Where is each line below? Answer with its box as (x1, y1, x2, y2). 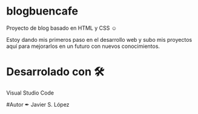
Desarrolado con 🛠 (6, 65, 105, 79)
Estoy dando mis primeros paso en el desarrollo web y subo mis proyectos (6, 36, 193, 43)
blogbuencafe (6, 4, 79, 18)
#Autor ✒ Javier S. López (6, 101, 70, 108)
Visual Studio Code (6, 89, 54, 96)
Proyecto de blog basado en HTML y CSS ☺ (6, 24, 117, 32)
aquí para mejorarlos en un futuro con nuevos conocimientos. (6, 42, 160, 50)
